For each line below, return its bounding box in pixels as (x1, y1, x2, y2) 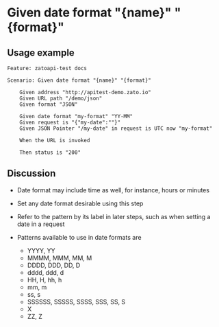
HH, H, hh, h (27, 275, 62, 284)
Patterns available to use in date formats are (16, 233, 142, 241)
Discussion (7, 168, 56, 179)
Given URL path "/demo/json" (19, 95, 103, 102)
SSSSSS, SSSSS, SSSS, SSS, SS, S (27, 297, 126, 306)
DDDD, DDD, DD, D (27, 261, 81, 269)
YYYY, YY (27, 246, 56, 255)
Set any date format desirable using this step (16, 199, 144, 207)
